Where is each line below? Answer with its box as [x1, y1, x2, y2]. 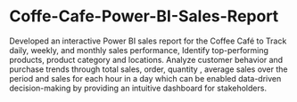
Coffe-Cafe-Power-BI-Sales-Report [9, 6, 279, 27]
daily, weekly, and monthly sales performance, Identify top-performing [9, 44, 269, 55]
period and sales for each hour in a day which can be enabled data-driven [9, 73, 282, 83]
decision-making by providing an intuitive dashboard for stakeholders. [9, 82, 268, 93]
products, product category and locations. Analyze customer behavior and [9, 54, 284, 65]
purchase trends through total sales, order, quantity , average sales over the [9, 64, 288, 75]
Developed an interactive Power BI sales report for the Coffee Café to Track [9, 35, 287, 46]
